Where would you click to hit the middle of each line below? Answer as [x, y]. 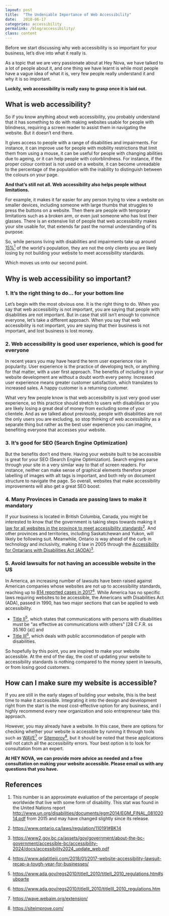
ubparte [21, 879]
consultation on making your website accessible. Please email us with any [84, 764]
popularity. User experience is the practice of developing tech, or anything [82, 367]
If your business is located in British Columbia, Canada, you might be [76, 517]
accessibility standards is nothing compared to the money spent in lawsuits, [84, 662]
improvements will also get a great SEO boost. [53, 486]
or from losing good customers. [38, 667]
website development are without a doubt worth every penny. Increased [80, 377]
